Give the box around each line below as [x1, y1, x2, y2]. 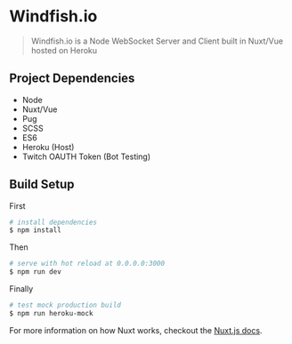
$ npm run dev [9, 268, 62, 276]
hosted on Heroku [30, 44, 98, 55]
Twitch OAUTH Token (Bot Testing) [21, 151, 151, 162]
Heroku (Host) [21, 141, 75, 152]
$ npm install [9, 226, 62, 235]
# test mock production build [9, 300, 122, 310]
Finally [9, 284, 34, 294]
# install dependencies [9, 218, 98, 227]
